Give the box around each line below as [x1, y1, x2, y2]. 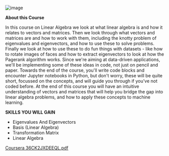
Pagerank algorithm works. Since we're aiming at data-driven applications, [5, 57, 160, 63]
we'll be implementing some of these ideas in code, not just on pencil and [5, 62, 158, 68]
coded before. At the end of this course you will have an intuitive [5, 83, 140, 89]
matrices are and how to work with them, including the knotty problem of [5, 35, 157, 41]
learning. [5, 99, 24, 106]
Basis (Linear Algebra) [12, 124, 59, 130]
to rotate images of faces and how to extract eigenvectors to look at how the [5, 51, 164, 57]
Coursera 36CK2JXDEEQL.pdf [5, 145, 69, 151]
